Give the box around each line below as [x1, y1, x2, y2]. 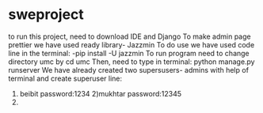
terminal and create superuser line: [8, 73, 123, 83]
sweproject [8, 6, 85, 24]
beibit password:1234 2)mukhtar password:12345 [19, 89, 182, 98]
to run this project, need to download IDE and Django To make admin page [8, 32, 251, 41]
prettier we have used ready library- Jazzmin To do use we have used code [8, 40, 255, 49]
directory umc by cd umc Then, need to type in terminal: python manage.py [8, 57, 255, 66]
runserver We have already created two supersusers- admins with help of [8, 65, 250, 74]
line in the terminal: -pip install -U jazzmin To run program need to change [8, 48, 250, 58]
